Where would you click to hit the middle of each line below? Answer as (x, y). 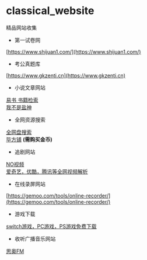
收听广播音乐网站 (35, 238)
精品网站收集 (21, 27)
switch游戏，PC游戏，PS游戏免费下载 (52, 226)
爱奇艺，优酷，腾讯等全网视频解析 (47, 171)
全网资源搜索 (30, 119)
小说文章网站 (30, 87)
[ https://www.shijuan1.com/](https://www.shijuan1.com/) (73, 51)
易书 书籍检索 (22, 100)
